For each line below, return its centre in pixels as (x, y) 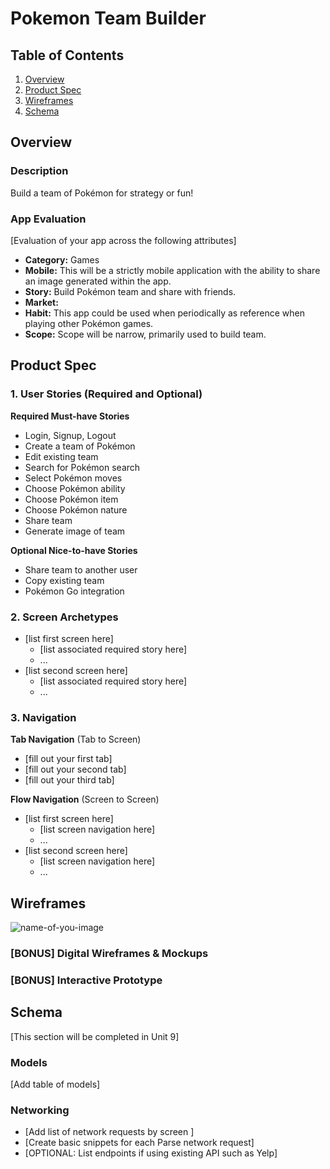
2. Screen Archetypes (64, 617)
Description (39, 171)
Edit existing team (61, 456)
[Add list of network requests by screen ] (109, 1132)
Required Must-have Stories (70, 416)
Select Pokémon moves (73, 478)
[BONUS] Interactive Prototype (86, 980)
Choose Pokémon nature (76, 509)
